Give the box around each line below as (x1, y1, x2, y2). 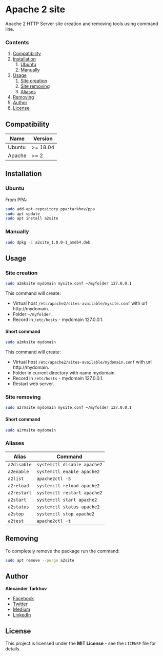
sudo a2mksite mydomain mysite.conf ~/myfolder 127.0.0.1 (5, 281, 132, 286)
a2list (8, 475, 24, 482)
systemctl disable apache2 (36, 462, 103, 467)
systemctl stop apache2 (36, 511, 95, 516)
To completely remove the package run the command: (5, 548, 120, 554)
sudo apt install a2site (5, 216, 58, 221)
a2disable (8, 462, 32, 467)
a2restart (8, 490, 32, 495)
